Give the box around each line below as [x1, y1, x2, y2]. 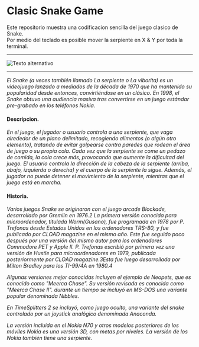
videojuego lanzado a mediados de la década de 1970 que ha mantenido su [6, 83, 193, 90]
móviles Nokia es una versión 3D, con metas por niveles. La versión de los [6, 328, 188, 335]
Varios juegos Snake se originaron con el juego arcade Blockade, [6, 205, 167, 213]
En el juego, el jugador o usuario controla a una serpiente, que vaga [6, 128, 173, 136]
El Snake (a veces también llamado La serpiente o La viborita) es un [6, 76, 174, 83]
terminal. [6, 43, 28, 50]
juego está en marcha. [6, 179, 62, 186]
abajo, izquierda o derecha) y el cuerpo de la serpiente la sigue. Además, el [6, 166, 192, 173]
